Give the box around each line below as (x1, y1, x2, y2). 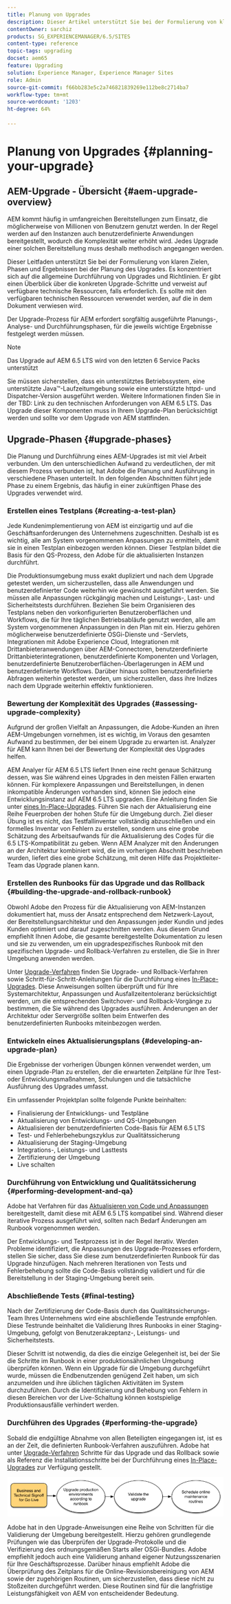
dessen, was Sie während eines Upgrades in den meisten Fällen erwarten (7, 773, 215, 781)
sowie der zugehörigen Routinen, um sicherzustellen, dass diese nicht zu (7, 1574, 214, 1583)
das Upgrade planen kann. (24, 861, 100, 870)
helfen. (7, 752, 27, 761)
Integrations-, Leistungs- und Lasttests (16, 1146, 128, 1154)
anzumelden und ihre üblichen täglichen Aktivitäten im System (7, 1379, 184, 1387)
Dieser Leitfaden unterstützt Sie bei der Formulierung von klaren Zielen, (7, 257, 210, 266)
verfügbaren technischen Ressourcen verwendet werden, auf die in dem (7, 294, 213, 302)
